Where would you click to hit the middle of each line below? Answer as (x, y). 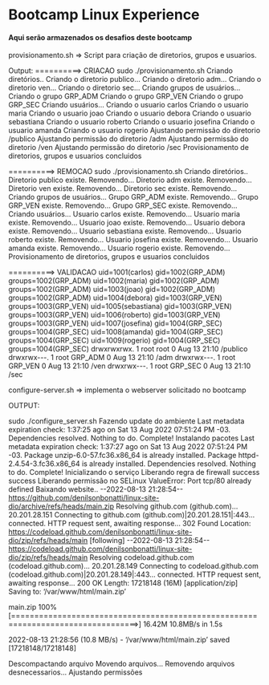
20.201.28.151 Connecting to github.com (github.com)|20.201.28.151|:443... (132, 515)
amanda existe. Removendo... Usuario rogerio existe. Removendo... (119, 248)
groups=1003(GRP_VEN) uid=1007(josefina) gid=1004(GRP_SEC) (115, 323)
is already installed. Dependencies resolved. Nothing (169, 464)
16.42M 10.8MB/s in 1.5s (183, 624)
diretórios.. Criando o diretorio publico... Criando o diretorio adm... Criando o (135, 79)
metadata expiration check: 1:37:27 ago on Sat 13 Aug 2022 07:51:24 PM (128, 447)
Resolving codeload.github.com (142, 557)
